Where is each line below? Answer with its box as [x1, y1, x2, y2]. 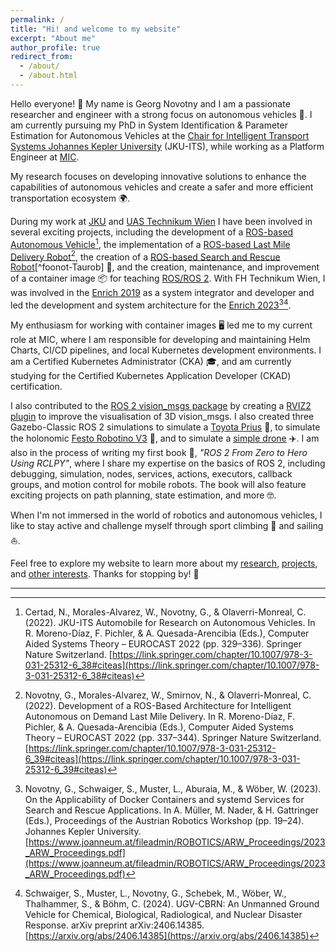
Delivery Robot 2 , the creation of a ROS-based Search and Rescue [10, 249, 281, 263]
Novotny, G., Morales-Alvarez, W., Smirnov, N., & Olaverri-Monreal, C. [24, 689, 312, 701]
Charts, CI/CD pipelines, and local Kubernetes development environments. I [10, 344, 322, 356]
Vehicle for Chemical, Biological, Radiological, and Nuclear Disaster [24, 908, 303, 920]
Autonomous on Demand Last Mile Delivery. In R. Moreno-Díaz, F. [24, 710, 296, 722]
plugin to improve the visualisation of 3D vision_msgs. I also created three [10, 410, 315, 422]
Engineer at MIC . [10, 151, 80, 163]
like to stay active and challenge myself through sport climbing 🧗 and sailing [10, 519, 324, 531]
